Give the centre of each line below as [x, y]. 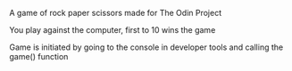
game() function [39, 56]
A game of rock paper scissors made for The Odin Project [116, 13]
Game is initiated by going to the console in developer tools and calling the [146, 47]
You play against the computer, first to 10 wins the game [113, 30]
